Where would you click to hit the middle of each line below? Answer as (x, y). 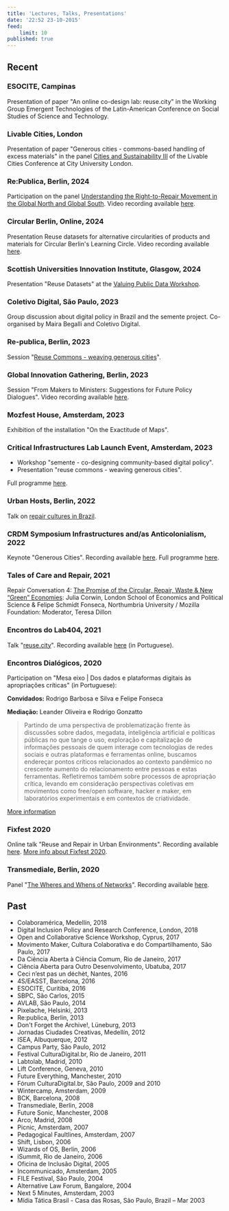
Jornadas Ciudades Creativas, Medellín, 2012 (81, 1032)
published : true (30, 39)
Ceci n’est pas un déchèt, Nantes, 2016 (72, 974)
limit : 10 (34, 33)
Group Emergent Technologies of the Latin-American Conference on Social (113, 109)
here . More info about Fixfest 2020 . (57, 852)
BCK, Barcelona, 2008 (48, 1098)
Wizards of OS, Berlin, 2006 (57, 1149)
